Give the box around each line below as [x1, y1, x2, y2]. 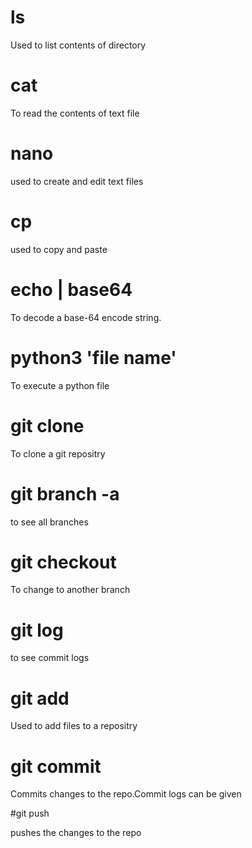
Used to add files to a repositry [10, 720, 138, 732]
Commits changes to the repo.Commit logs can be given [10, 788, 242, 800]
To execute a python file [10, 379, 110, 391]
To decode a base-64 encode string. [10, 311, 162, 323]
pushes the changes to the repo [10, 827, 142, 839]
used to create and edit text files [10, 175, 144, 187]
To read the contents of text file [10, 107, 140, 119]
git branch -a [10, 482, 120, 505]
